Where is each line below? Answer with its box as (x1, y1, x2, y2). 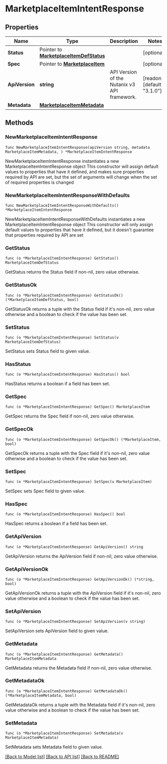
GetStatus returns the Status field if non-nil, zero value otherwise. (5, 269, 140, 275)
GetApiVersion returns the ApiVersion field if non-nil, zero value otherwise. (5, 553, 158, 559)
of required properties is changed (5, 179, 74, 185)
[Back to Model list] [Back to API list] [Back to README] (5, 754, 119, 760)
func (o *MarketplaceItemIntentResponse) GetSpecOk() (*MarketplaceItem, (5, 437, 162, 442)
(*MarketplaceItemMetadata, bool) (5, 693, 77, 698)
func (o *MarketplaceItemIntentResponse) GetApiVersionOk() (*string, (5, 577, 155, 582)
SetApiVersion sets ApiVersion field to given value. (5, 628, 109, 634)
